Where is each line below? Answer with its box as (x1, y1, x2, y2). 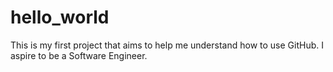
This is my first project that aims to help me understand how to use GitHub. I (10, 39, 324, 51)
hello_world (10, 6, 110, 29)
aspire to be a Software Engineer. (10, 49, 148, 61)
